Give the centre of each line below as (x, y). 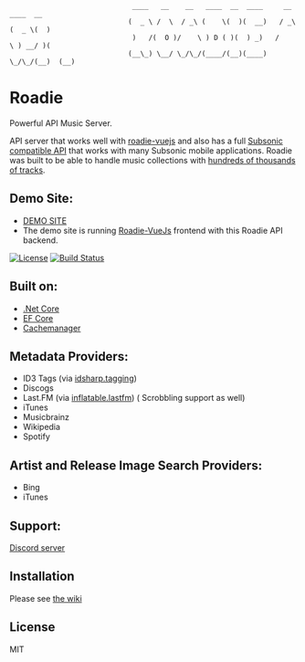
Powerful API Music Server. (61, 123)
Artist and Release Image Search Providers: (136, 465)
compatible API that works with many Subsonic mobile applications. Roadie (151, 150)
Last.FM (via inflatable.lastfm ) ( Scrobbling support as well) (134, 398)
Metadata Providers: (69, 357)
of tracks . (27, 170)
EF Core (38, 318)
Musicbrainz (46, 417)
